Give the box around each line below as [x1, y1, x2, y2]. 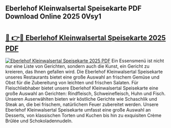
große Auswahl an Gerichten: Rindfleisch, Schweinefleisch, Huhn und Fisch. [5, 90, 166, 97]
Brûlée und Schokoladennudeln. [5, 118, 73, 124]
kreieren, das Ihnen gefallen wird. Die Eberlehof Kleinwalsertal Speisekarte [5, 69, 163, 75]
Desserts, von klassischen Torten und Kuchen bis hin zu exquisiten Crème [5, 113, 162, 118]
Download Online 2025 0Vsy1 [5, 12, 101, 21]
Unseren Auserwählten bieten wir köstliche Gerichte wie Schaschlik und [5, 96, 157, 102]
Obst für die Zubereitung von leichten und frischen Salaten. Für [5, 80, 139, 85]
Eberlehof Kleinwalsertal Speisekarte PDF [5, 4, 142, 13]
